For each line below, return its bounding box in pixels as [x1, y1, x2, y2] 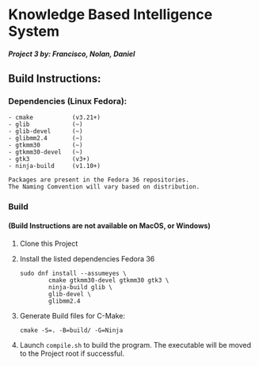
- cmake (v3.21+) [8, 113, 101, 122]
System [8, 22, 60, 40]
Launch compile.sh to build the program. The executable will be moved [19, 340, 252, 349]
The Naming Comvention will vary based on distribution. [8, 183, 200, 191]
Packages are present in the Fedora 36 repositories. [8, 176, 190, 184]
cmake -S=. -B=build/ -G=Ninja [19, 326, 124, 334]
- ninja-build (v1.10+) [8, 162, 101, 170]
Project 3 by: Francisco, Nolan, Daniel [8, 49, 135, 59]
